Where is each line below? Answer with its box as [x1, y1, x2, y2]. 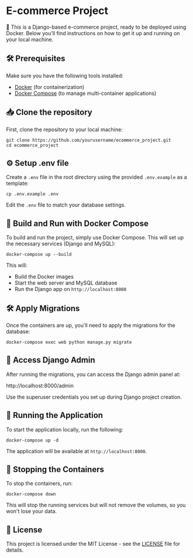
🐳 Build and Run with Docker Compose [6, 218, 149, 228]
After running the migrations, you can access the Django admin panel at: [6, 371, 181, 378]
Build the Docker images [14, 273, 74, 280]
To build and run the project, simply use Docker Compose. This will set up [6, 234, 184, 241]
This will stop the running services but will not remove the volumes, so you [6, 502, 186, 509]
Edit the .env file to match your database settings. [6, 201, 126, 208]
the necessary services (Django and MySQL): [6, 240, 116, 247]
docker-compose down [6, 491, 57, 497]
